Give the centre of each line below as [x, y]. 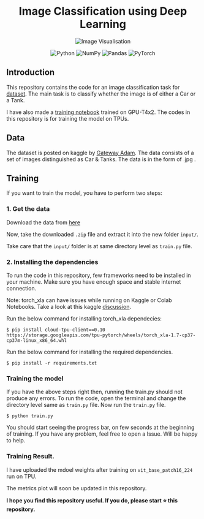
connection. [21, 288]
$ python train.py [30, 416]
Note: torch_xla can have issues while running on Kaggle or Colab [89, 300]
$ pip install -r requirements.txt [52, 363]
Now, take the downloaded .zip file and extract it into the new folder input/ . [103, 234]
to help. [16, 441]
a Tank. [16, 100]
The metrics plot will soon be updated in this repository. [77, 488]
